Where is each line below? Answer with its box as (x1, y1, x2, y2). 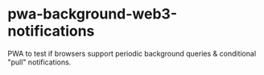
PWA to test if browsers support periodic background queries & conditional (7, 48, 257, 58)
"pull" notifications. (7, 57, 72, 67)
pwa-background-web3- (7, 5, 178, 23)
